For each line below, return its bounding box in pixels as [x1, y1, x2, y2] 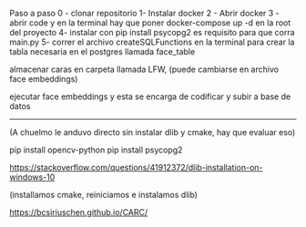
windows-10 [9, 172, 56, 183]
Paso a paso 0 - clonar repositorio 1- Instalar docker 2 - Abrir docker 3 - [9, 8, 280, 18]
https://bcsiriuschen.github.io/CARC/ [9, 207, 148, 217]
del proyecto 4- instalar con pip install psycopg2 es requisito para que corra [9, 27, 295, 37]
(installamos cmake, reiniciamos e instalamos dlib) [9, 190, 199, 200]
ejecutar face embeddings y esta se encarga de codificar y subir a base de [9, 91, 291, 102]
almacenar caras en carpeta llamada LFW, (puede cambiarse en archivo [9, 64, 280, 74]
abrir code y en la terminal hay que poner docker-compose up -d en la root [9, 17, 291, 28]
